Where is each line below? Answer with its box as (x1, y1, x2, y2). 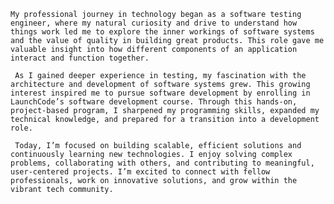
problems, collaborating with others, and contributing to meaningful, (10, 158, 315, 168)
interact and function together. (10, 53, 150, 63)
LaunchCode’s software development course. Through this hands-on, (10, 97, 298, 107)
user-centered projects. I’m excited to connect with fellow (10, 167, 271, 177)
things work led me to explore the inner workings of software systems (10, 27, 315, 37)
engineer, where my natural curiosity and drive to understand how (10, 18, 298, 28)
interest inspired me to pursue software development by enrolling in (10, 88, 311, 98)
